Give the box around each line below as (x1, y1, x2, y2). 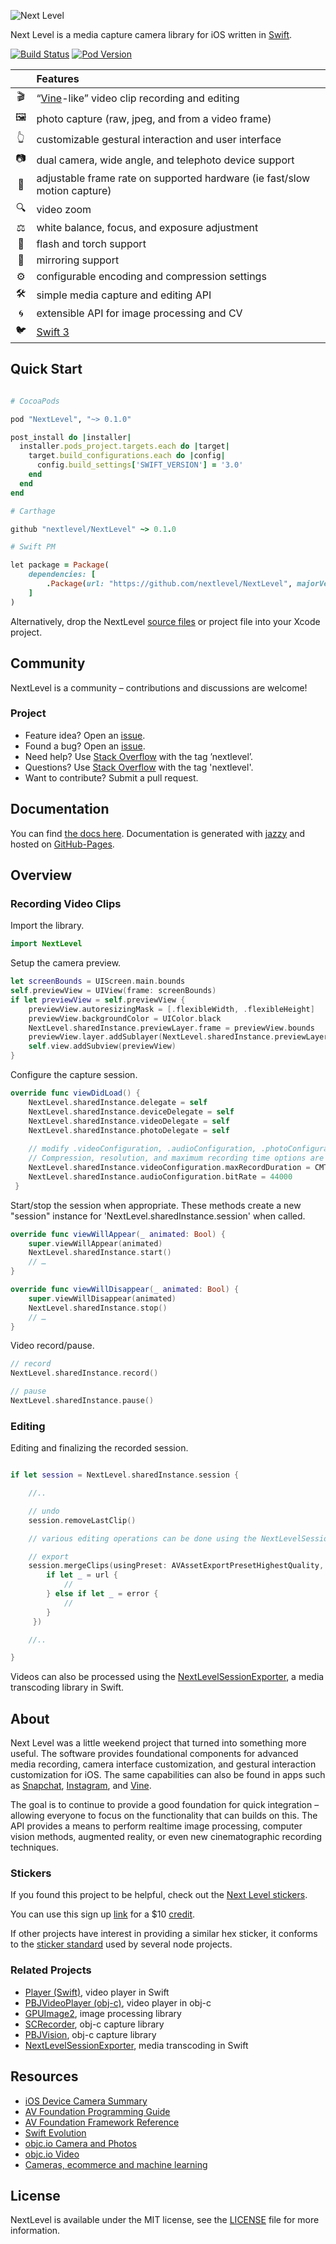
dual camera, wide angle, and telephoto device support (36, 153, 295, 167)
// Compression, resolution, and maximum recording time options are (28, 1153, 325, 1164)
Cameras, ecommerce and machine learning (24, 2158, 208, 2170)
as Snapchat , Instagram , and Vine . (10, 1780, 152, 1792)
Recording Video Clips (10, 896, 122, 910)
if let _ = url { (46, 1570, 118, 1580)
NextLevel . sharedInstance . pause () (10, 1396, 155, 1406)
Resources (10, 2068, 79, 2085)
